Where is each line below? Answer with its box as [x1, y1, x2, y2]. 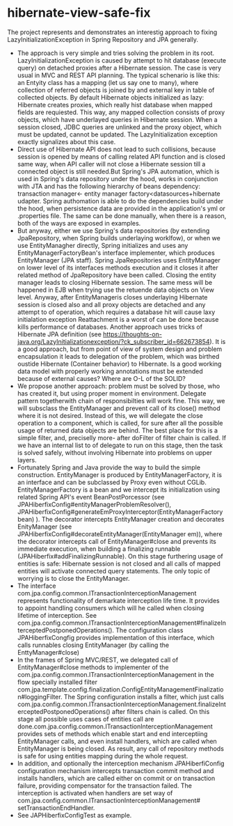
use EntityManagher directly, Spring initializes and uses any [17, 241, 188, 249]
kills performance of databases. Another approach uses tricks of [17, 322, 203, 331]
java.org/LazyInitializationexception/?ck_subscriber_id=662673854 [17, 337, 210, 345]
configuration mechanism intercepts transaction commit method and [17, 766, 214, 774]
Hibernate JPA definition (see [17, 329, 102, 338]
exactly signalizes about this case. [17, 137, 116, 146]
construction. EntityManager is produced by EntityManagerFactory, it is [17, 470, 223, 478]
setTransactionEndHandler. [17, 803, 95, 812]
